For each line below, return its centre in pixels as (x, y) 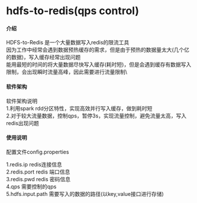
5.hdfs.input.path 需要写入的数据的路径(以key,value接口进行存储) (85, 194)
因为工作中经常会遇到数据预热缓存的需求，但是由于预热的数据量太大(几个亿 (98, 50)
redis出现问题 (23, 123)
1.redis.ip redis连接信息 (34, 164)
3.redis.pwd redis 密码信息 (38, 179)
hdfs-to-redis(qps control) (72, 11)
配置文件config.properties (38, 152)
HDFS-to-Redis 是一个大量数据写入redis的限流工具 (68, 42)
